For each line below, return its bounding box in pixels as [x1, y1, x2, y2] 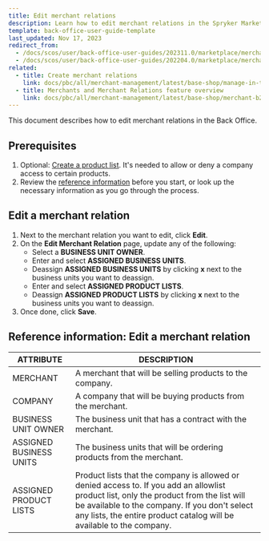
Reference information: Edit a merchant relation [8, 330, 251, 344]
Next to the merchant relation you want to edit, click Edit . [19, 230, 208, 240]
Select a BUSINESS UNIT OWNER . [31, 247, 146, 256]
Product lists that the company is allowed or [74, 470, 240, 481]
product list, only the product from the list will [74, 490, 246, 501]
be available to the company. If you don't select [74, 499, 254, 511]
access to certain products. [19, 169, 110, 179]
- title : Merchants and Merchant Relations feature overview [15, 86, 224, 95]
